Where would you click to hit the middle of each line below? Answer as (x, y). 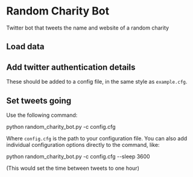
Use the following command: (42, 115)
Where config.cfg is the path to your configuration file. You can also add (97, 138)
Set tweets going (39, 101)
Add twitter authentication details (71, 67)
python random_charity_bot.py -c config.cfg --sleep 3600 (78, 156)
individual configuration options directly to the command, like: (83, 144)
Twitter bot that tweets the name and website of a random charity (88, 28)
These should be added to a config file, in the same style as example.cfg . (97, 82)
